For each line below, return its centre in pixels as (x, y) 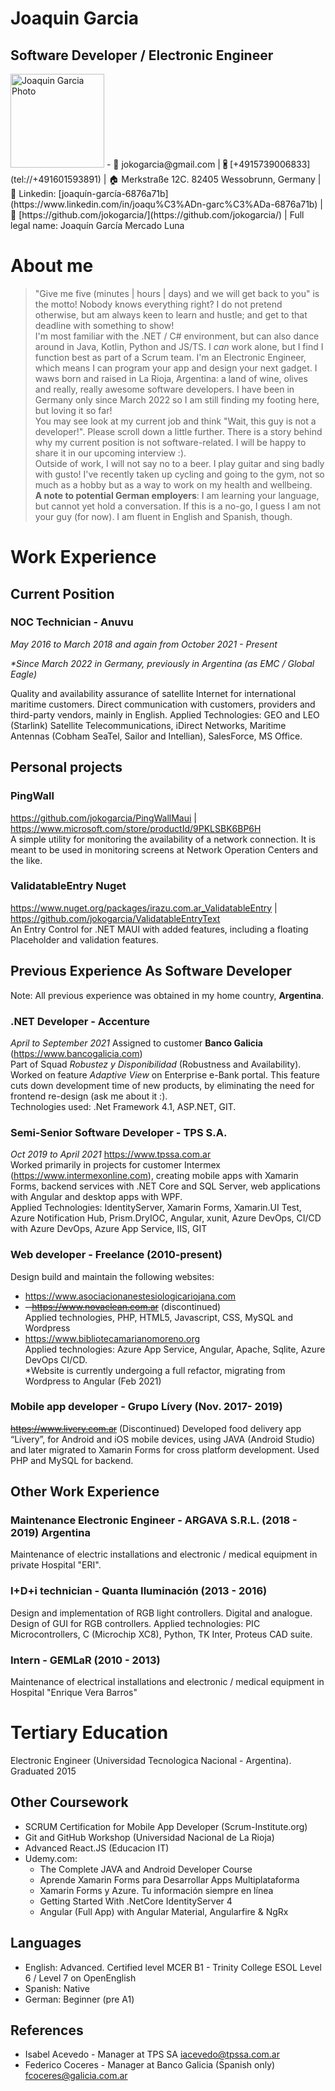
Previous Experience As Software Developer (151, 971)
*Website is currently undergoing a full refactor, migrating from (155, 1370)
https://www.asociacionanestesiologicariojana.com (130, 1296)
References (47, 2030)
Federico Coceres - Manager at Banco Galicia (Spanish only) (150, 2065)
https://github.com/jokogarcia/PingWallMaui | (103, 818)
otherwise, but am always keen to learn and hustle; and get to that (171, 314)
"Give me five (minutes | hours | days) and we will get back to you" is (177, 293)
